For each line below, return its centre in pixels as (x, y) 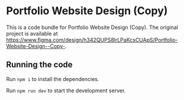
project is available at (32, 33)
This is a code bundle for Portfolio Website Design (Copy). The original (92, 27)
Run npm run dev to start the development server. (66, 91)
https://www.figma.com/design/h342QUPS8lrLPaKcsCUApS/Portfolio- (92, 40)
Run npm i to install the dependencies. (53, 79)
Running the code (39, 65)
